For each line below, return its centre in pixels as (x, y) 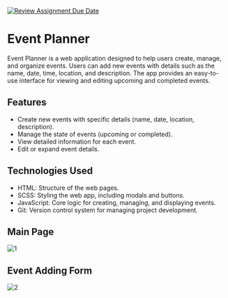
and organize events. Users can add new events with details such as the (111, 66)
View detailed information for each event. (77, 141)
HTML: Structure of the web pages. (68, 188)
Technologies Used (50, 171)
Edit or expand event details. (58, 149)
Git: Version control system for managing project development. (107, 210)
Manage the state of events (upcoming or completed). (95, 134)
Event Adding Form (50, 270)
